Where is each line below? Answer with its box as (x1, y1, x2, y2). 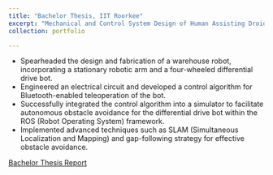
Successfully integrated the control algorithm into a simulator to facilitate (19, 99, 264, 109)
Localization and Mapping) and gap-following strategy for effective (19, 134, 245, 143)
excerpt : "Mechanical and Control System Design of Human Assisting (8, 19, 245, 28)
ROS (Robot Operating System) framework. (19, 117, 165, 126)
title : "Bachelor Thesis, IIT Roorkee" (8, 11, 144, 20)
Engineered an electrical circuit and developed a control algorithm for (19, 82, 253, 92)
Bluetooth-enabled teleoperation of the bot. (19, 91, 167, 100)
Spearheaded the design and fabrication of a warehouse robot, (19, 56, 232, 66)
